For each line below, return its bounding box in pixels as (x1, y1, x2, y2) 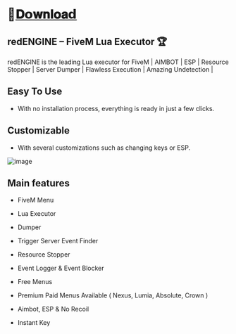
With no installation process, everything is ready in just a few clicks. (17, 104, 215, 113)
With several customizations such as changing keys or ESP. (17, 143, 191, 152)
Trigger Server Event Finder (17, 237, 99, 245)
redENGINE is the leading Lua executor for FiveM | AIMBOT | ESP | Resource (7, 58, 229, 66)
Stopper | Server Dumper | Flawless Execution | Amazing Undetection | (7, 65, 213, 73)
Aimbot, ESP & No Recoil (17, 305, 89, 314)
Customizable (7, 124, 70, 136)
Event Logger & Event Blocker (17, 264, 104, 273)
